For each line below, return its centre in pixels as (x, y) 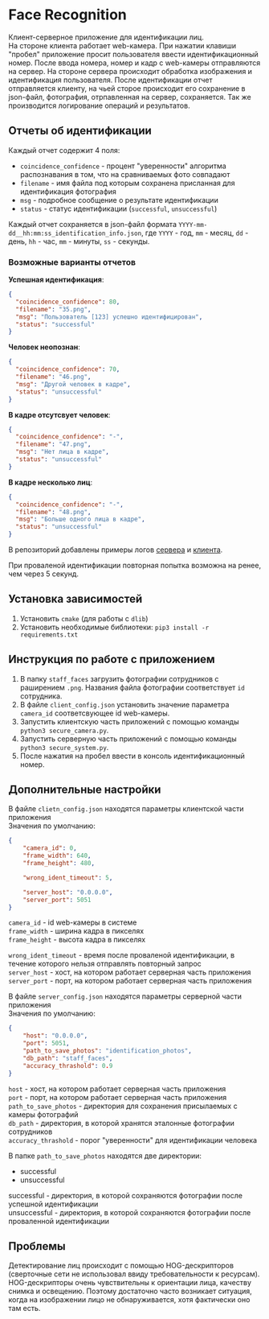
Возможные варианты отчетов (72, 262)
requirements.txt (49, 635)
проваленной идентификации (59, 1221)
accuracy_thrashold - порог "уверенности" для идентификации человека (133, 1140)
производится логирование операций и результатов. (99, 105)
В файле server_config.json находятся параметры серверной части (125, 996)
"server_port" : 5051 (57, 900)
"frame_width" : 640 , (57, 856)
